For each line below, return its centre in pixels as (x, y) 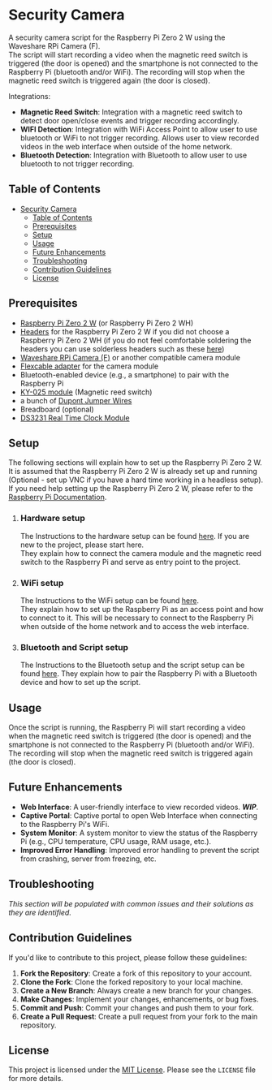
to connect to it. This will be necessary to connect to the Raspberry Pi (137, 618)
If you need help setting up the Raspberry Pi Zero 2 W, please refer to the (131, 489)
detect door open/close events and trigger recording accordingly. (130, 120)
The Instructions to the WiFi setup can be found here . (109, 600)
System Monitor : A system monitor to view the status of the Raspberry (139, 833)
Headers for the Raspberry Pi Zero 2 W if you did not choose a (125, 331)
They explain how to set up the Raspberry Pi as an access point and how (142, 609)
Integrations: (30, 96)
